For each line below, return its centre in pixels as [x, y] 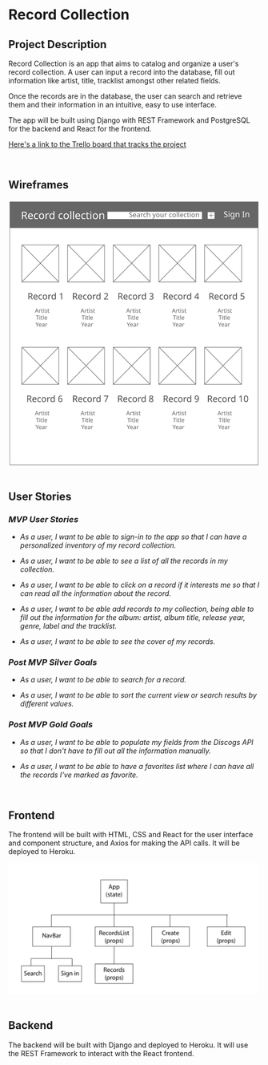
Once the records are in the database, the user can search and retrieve [125, 96]
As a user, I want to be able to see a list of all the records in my [124, 561]
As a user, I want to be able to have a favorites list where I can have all [137, 766]
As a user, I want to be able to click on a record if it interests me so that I [140, 585]
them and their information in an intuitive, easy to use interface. [113, 105]
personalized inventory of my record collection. [98, 545]
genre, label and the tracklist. [68, 626]
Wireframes [39, 185]
